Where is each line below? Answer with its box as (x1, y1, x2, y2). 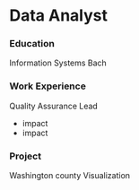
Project (9, 150, 42, 162)
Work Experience (9, 80, 87, 92)
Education (9, 38, 56, 50)
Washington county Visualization (9, 170, 131, 181)
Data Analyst (9, 5, 109, 26)
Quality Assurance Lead (9, 100, 99, 111)
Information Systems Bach (9, 57, 108, 68)
